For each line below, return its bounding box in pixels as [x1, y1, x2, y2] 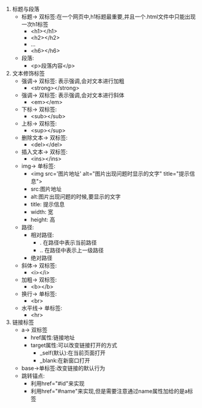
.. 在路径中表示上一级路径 [39, 247, 104, 254]
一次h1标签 [21, 21, 49, 28]
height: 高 [30, 216, 55, 223]
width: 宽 [30, 208, 53, 216]
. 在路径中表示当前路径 [39, 239, 97, 246]
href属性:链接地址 [30, 334, 76, 341]
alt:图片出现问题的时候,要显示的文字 [30, 193, 121, 200]
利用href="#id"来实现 [30, 380, 85, 387]
